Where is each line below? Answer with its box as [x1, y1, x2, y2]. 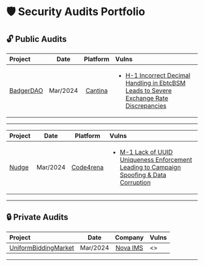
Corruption [120, 179, 151, 186]
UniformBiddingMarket [9, 244, 75, 252]
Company [115, 233, 144, 242]
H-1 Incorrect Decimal [125, 71, 191, 80]
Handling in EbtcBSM [125, 79, 186, 87]
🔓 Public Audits [6, 34, 67, 44]
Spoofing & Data [120, 171, 167, 179]
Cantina [85, 86, 108, 95]
